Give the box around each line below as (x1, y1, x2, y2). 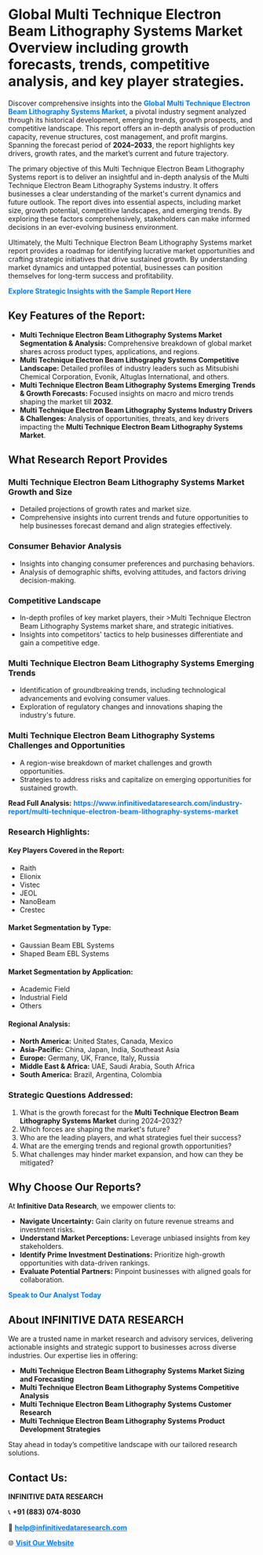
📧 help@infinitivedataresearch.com (8, 1523, 127, 1532)
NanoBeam (19, 896, 57, 906)
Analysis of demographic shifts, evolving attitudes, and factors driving (19, 567, 247, 576)
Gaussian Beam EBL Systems (19, 940, 115, 950)
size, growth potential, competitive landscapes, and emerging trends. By (8, 205, 243, 215)
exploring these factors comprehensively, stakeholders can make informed (8, 214, 250, 223)
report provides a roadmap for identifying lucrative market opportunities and (8, 246, 255, 255)
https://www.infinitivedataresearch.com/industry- (73, 798, 243, 807)
